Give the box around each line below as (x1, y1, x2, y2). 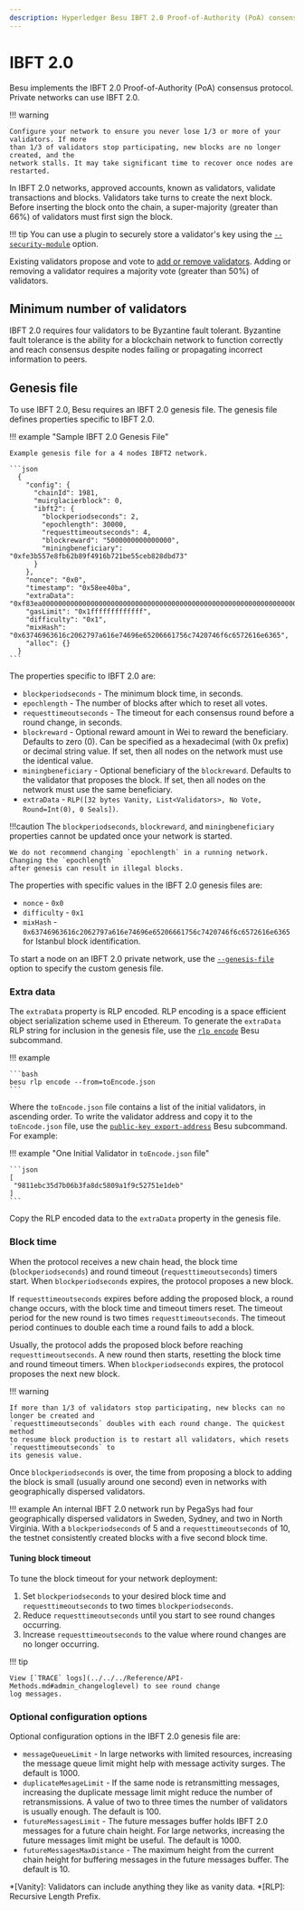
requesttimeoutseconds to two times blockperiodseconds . (22, 1600, 233, 1611)
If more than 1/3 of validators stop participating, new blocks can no (9, 1403, 285, 1412)
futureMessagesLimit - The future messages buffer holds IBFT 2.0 (22, 1816, 269, 1827)
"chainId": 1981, (33, 489, 100, 498)
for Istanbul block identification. (22, 936, 141, 946)
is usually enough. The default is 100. (22, 1806, 162, 1817)
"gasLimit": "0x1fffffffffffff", (25, 607, 152, 616)
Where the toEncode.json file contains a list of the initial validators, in (9, 1101, 266, 1113)
